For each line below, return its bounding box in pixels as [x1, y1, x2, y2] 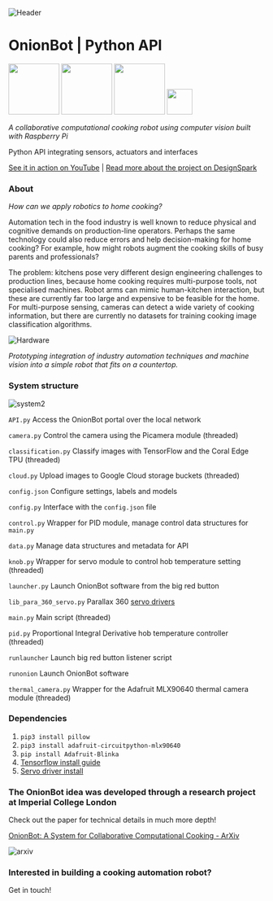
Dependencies [8, 713, 67, 724]
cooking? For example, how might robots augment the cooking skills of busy [8, 243, 264, 253]
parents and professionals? [8, 252, 100, 262]
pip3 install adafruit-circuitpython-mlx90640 [19, 741, 181, 750]
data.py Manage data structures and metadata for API [8, 540, 189, 550]
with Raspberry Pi [8, 131, 68, 141]
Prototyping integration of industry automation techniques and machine [8, 351, 249, 361]
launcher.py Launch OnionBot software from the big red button [8, 580, 219, 590]
